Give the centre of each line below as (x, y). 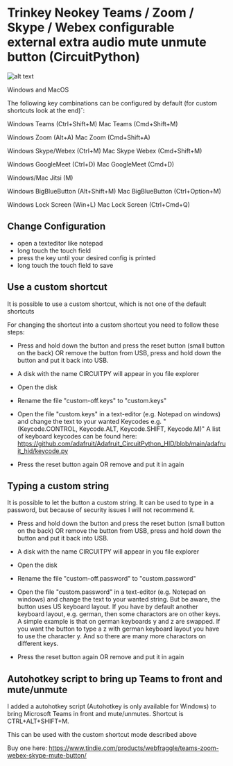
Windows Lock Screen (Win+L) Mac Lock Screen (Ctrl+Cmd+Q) (99, 204)
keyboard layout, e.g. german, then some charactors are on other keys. (119, 614)
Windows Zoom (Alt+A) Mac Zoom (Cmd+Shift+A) (79, 137)
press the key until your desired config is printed (86, 257)
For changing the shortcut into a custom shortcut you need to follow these (113, 325)
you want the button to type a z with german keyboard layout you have (118, 629)
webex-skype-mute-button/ (47, 756)
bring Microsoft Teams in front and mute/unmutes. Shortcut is (95, 714)
